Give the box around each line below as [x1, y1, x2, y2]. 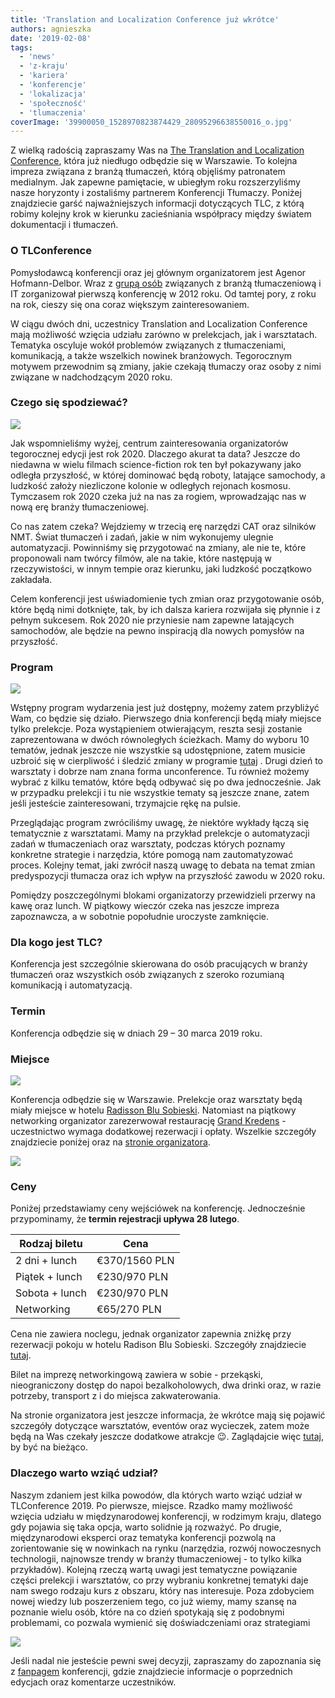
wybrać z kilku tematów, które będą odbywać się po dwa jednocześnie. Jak [10, 776, 322, 788]
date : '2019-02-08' [10, 33, 92, 43]
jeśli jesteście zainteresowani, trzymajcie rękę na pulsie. [10, 797, 242, 810]
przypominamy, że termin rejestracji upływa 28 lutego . [10, 1213, 240, 1225]
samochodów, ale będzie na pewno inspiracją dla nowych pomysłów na [10, 624, 305, 636]
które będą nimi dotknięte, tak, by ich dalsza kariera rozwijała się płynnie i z [10, 603, 321, 615]
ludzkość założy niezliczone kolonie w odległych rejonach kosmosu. [10, 479, 291, 491]
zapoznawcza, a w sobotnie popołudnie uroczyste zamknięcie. [10, 911, 269, 923]
